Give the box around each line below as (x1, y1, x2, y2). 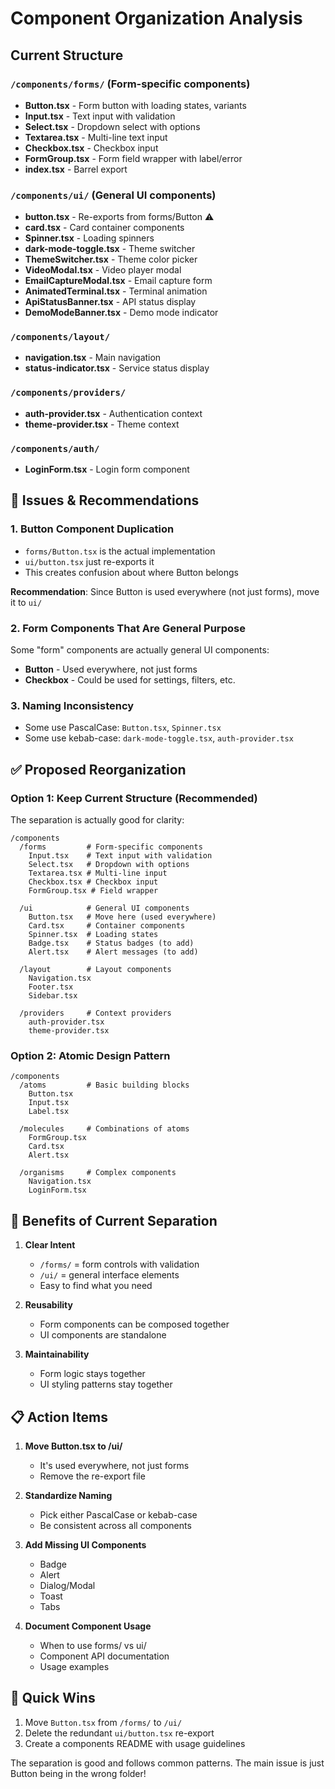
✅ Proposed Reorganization (10, 761, 187, 778)
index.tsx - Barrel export (24, 163, 128, 175)
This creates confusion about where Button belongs (24, 566, 239, 578)
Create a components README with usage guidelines (24, 1737, 246, 1749)
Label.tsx (28, 1107, 70, 1117)
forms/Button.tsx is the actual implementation (24, 545, 216, 557)
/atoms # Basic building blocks (19, 1080, 190, 1091)
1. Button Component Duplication (10, 522, 175, 536)
